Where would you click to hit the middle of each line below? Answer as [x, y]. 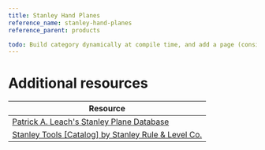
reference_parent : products [54, 30]
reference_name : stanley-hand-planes [70, 23]
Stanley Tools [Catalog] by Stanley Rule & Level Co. [107, 135]
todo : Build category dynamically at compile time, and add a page [121, 44]
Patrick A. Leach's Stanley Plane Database [91, 122]
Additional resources [78, 83]
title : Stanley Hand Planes [54, 15]
